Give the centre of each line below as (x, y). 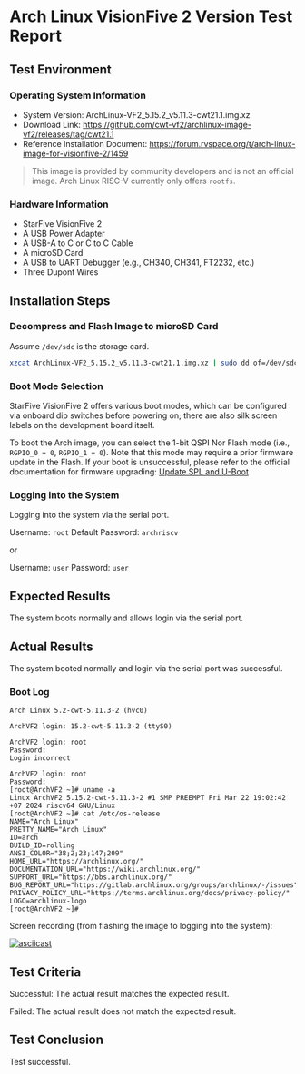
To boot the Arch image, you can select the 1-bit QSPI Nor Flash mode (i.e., (150, 443)
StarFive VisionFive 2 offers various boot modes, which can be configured (148, 406)
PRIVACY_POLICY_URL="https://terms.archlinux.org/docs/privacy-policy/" (150, 893)
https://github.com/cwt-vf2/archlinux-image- (167, 124)
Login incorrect (40, 758)
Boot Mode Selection (56, 386)
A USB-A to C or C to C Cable (78, 243)
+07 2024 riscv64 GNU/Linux (63, 806)
